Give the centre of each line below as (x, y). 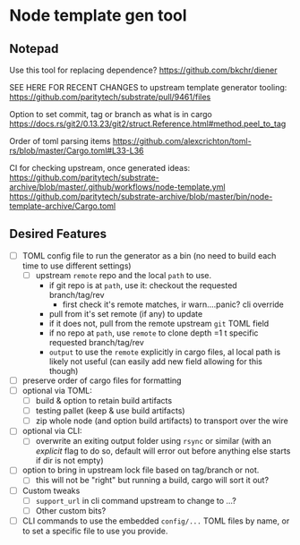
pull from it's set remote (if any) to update (126, 313)
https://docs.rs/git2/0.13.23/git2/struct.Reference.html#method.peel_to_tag (148, 123)
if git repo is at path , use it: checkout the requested (143, 285)
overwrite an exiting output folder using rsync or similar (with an (153, 441)
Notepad (34, 49)
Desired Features (58, 234)
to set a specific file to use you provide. (95, 531)
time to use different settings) (77, 266)
